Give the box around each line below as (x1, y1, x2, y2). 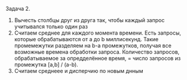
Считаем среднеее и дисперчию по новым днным (14, 67, 143, 74)
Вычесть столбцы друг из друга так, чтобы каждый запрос (14, 17, 165, 23)
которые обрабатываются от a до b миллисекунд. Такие (14, 36, 159, 42)
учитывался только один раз (14, 23, 88, 30)
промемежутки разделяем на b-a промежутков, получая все (14, 42, 171, 49)
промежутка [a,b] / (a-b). (14, 61, 78, 68)
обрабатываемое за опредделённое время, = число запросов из (14, 55, 181, 61)
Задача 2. (5, 5, 30, 12)
